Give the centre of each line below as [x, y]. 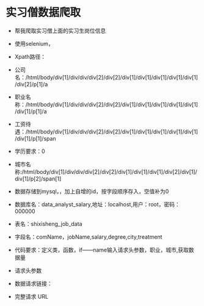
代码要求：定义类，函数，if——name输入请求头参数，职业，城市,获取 [101, 250]
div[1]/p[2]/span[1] [38, 179]
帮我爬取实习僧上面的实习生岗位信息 [60, 31]
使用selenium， [34, 43]
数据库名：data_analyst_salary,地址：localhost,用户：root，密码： [97, 204]
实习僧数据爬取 [43, 13]
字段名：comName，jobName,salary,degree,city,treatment [88, 237]
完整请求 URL [31, 296]
